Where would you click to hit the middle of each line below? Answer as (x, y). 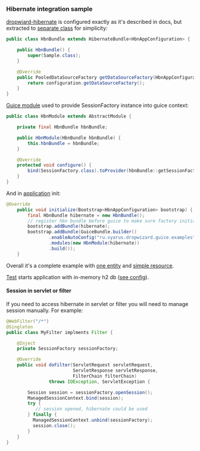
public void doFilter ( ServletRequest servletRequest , (85, 365)
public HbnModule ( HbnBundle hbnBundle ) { (69, 138)
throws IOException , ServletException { (99, 382)
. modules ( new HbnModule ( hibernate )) (94, 243)
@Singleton (20, 327)
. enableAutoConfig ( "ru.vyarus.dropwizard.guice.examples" (122, 237)
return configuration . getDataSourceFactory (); (86, 83)
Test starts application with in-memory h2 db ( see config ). (78, 277)
